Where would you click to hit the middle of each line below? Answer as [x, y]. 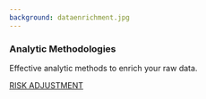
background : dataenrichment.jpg [69, 17]
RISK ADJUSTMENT [46, 85]
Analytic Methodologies [63, 48]
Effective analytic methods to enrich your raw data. [103, 68]
